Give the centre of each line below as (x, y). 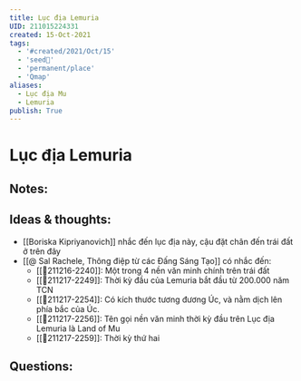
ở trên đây (42, 251)
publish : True (36, 111)
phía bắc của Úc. (68, 308)
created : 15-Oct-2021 (50, 34)
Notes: (29, 188)
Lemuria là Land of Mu (78, 328)
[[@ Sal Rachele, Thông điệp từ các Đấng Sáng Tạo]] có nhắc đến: (147, 260)
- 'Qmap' (34, 77)
